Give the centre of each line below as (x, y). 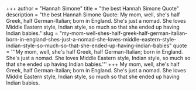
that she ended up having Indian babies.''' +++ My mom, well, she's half (93, 64)
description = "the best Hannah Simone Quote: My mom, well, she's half (93, 15)
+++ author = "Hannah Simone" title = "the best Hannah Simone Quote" (93, 8)
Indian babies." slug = (32, 33)
